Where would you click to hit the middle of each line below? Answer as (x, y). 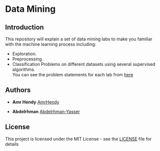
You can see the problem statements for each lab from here (73, 75)
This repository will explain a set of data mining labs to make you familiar (79, 39)
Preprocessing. (28, 59)
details (12, 144)
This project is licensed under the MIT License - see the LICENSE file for (78, 139)
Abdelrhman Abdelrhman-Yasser (46, 111)
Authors (18, 90)
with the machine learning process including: (51, 44)
